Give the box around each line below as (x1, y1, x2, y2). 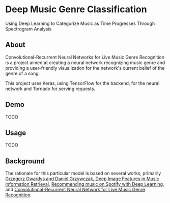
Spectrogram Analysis (5, 25, 52, 32)
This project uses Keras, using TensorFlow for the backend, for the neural (5, 80, 160, 86)
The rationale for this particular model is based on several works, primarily (5, 170, 161, 177)
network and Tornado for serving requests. (5, 85, 96, 92)
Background (5, 157, 45, 165)
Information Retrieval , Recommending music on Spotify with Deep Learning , (5, 181, 164, 187)
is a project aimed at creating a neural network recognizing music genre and (5, 60, 165, 66)
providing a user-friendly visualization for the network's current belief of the (5, 65, 165, 71)
